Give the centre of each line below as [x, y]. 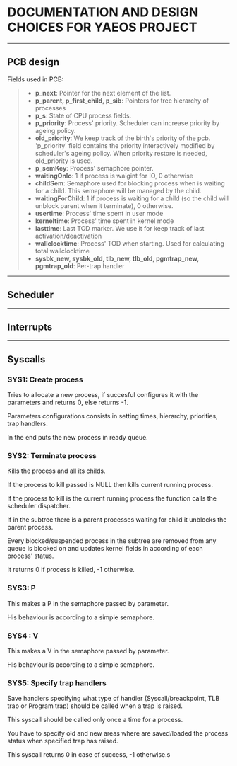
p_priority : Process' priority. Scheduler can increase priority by [127, 123]
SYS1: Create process [45, 379]
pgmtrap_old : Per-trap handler [80, 265]
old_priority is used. [64, 161]
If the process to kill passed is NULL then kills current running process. [110, 485]
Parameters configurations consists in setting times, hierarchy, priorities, [113, 416]
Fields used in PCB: [36, 79]
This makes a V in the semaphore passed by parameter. [88, 651]
